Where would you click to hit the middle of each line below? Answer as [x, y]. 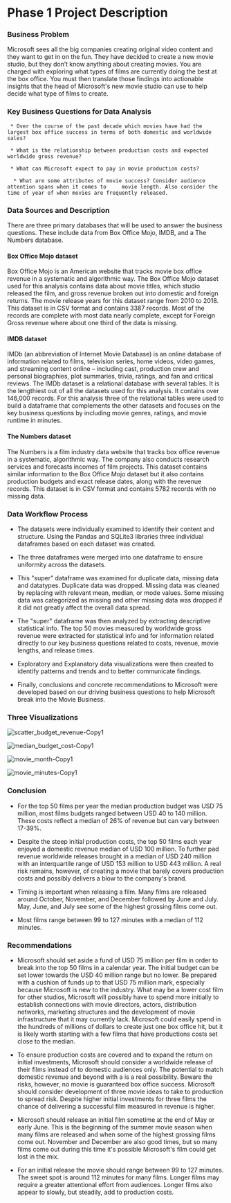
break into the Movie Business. [61, 699]
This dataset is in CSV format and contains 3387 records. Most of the [106, 308]
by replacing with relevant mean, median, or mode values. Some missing [121, 592]
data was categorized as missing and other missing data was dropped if [120, 600]
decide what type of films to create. [58, 94]
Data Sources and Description [58, 210]
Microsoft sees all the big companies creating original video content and [110, 49]
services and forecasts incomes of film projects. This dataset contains [107, 467]
